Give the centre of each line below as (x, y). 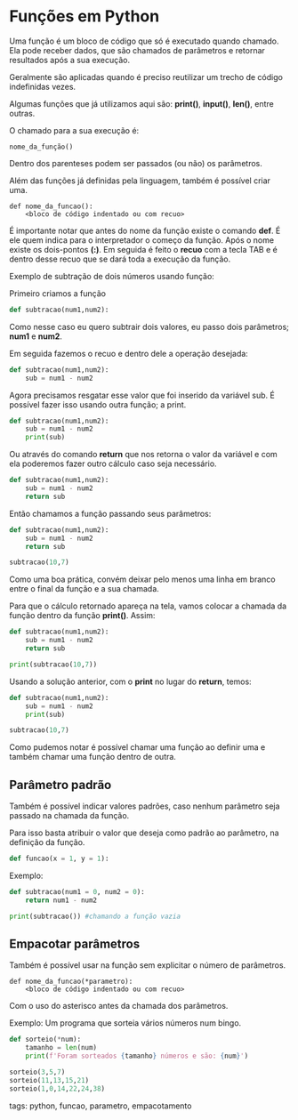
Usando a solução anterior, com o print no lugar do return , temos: (130, 681)
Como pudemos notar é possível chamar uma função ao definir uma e (137, 747)
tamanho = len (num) (61, 1048)
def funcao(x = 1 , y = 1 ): (59, 859)
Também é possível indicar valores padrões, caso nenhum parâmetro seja (145, 806)
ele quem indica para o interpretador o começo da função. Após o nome (141, 240)
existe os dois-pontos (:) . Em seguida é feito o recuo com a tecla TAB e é (143, 249)
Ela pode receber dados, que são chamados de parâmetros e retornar (137, 50)
